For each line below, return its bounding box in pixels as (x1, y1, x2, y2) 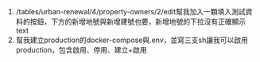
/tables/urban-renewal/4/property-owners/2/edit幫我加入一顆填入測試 (15, 7, 246, 16)
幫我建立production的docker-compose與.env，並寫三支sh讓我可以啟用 (15, 35, 248, 45)
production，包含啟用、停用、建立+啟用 (15, 45, 147, 54)
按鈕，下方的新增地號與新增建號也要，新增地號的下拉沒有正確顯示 (29, 17, 246, 26)
